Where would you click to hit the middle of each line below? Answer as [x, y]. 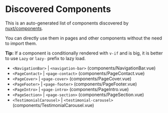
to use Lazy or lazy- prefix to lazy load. [46, 58]
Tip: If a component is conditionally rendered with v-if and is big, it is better [84, 53]
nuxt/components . [24, 28]
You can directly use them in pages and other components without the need [83, 38]
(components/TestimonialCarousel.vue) [53, 105]
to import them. [21, 43]
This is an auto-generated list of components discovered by [67, 23]
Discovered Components [58, 9]
